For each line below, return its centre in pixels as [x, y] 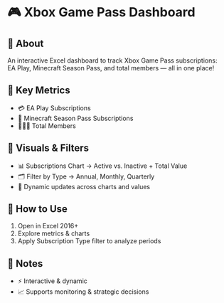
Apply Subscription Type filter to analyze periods [89, 241]
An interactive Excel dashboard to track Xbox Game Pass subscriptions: [112, 60]
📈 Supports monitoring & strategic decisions [83, 292]
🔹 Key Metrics [39, 91]
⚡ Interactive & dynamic [52, 281]
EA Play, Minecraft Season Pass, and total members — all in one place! [111, 68]
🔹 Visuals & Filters [48, 148]
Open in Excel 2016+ [48, 226]
